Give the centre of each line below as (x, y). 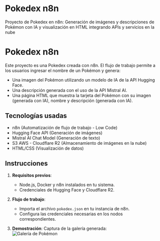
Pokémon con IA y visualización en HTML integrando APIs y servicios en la (80, 27)
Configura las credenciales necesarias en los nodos (71, 214)
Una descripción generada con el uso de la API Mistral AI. (70, 90)
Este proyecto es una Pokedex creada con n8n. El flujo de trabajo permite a (80, 65)
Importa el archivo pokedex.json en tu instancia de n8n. (74, 208)
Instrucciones (26, 164)
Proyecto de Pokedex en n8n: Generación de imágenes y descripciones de (80, 22)
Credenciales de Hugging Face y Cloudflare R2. (67, 189)
